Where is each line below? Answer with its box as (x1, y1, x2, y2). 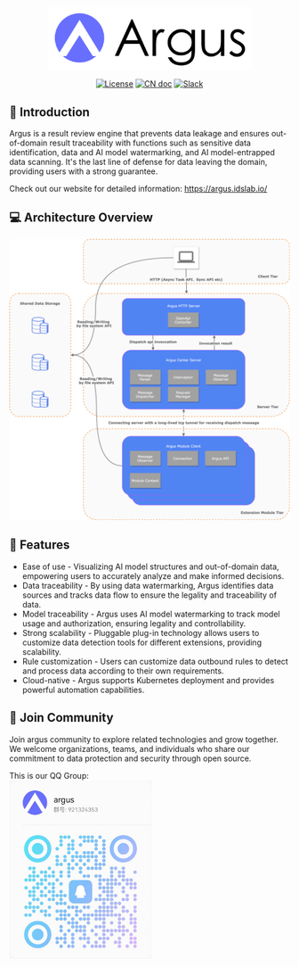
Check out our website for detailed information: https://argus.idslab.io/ (9, 184, 268, 194)
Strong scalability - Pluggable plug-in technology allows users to (21, 627, 260, 638)
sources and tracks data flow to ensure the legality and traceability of (21, 590, 278, 600)
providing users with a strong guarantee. (9, 166, 158, 177)
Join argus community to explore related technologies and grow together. (9, 733, 279, 745)
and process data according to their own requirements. (21, 665, 224, 676)
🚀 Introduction (9, 104, 91, 120)
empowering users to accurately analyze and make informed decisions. (21, 570, 285, 581)
